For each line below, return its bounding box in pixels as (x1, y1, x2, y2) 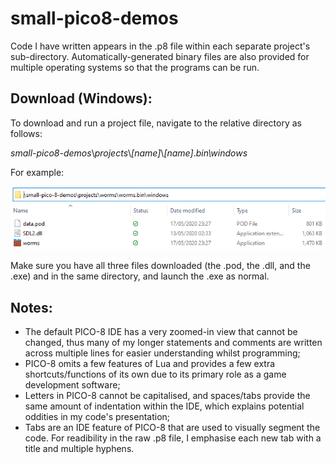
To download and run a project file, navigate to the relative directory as (10, 117, 302, 129)
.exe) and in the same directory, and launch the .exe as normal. (10, 270, 270, 282)
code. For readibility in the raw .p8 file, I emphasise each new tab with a (24, 432, 322, 444)
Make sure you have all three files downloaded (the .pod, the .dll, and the (10, 260, 311, 272)
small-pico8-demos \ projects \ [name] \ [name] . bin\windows (10, 147, 248, 159)
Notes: (10, 299, 53, 316)
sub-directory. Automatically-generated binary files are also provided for (10, 50, 310, 62)
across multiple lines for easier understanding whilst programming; (24, 347, 301, 359)
